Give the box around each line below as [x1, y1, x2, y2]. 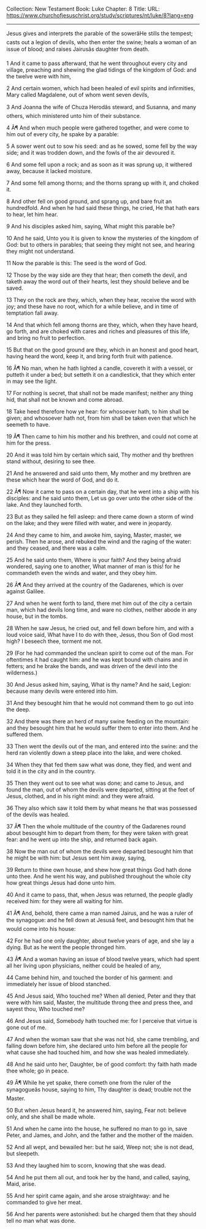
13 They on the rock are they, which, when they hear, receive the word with [6, 296, 196, 303]
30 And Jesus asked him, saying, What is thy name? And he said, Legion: [6, 681, 191, 688]
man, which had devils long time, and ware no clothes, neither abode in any [6, 606, 197, 613]
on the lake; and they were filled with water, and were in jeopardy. [6, 520, 173, 526]
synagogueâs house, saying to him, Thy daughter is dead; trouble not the [6, 1086, 192, 1093]
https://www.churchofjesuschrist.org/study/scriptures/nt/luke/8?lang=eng [6, 12, 194, 19]
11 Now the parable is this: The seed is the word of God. [6, 260, 147, 266]
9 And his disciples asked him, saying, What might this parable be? [6, 223, 175, 229]
